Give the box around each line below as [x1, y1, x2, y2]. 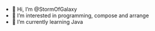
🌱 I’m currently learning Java [11, 18, 84, 25]
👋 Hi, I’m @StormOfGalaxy [11, 6, 77, 13]
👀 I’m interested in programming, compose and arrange [11, 12, 149, 19]
